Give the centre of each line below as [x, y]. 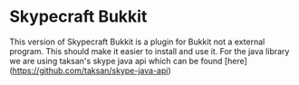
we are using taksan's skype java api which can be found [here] [128, 61]
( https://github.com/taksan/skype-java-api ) [91, 71]
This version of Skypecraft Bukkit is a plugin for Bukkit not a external [137, 42]
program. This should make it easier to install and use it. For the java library [149, 51]
